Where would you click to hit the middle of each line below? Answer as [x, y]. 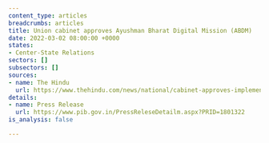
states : [21, 46]
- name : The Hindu [39, 82]
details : [23, 97]
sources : [23, 75]
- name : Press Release [46, 105]
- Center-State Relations [51, 53]
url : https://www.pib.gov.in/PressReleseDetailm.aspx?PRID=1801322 [130, 113]
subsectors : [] [34, 68]
